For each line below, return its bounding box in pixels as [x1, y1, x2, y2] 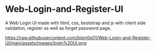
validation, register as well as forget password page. [5, 25, 112, 31]
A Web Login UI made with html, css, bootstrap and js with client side [5, 20, 146, 26]
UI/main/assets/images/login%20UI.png [5, 40, 87, 46]
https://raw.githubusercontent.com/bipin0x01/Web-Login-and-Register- [5, 35, 152, 41]
